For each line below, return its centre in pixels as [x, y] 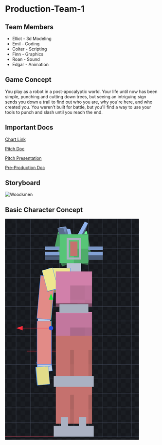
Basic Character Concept [44, 210]
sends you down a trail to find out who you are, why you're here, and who [79, 102]
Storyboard [23, 183]
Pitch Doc [15, 148]
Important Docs [29, 128]
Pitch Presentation [24, 158]
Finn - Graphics [28, 54]
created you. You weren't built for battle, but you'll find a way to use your [78, 107]
